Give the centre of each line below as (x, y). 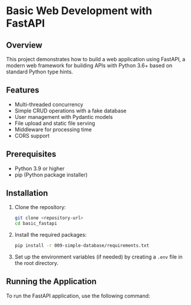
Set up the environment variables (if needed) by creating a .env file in (99, 257)
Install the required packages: (51, 235)
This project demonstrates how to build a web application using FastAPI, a (96, 59)
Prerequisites (31, 154)
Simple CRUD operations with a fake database (71, 111)
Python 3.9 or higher (39, 168)
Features (23, 90)
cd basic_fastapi (36, 224)
